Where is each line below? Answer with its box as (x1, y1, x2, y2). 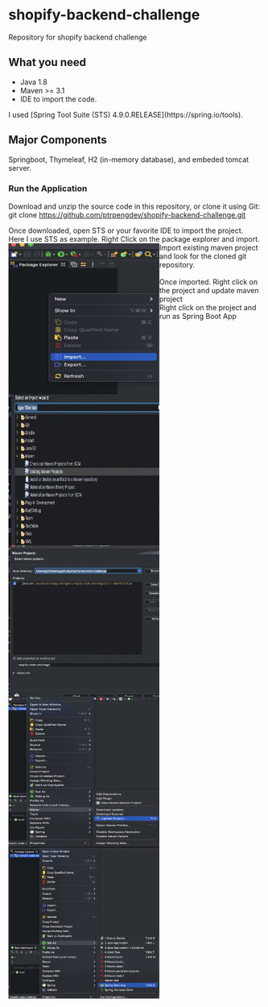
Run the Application (8, 183, 88, 194)
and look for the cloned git (159, 251, 247, 261)
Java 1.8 (19, 77, 48, 86)
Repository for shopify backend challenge (8, 32, 147, 42)
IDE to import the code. (19, 94, 97, 104)
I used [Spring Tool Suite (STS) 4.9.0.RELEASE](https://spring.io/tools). (8, 110, 243, 119)
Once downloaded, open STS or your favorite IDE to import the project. (8, 226, 244, 235)
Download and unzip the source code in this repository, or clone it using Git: (8, 201, 260, 211)
